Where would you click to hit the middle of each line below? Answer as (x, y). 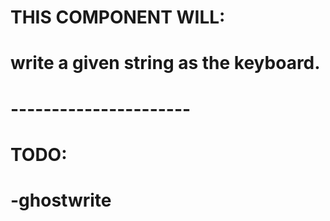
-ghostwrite (61, 200)
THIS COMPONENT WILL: (118, 17)
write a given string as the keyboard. (165, 63)
